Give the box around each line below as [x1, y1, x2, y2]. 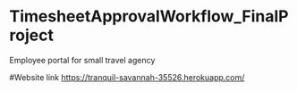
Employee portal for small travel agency [9, 54, 156, 65]
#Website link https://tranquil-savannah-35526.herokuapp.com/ [9, 71, 245, 82]
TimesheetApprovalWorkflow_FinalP [9, 6, 289, 27]
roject [9, 25, 54, 45]
